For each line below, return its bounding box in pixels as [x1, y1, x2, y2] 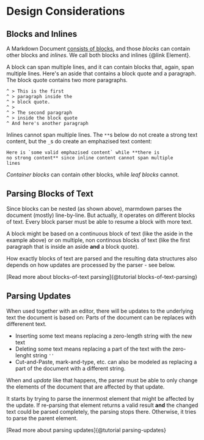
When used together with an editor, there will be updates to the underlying [6, 307, 194, 314]
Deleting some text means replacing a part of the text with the [15, 345, 171, 352]
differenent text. [6, 320, 47, 327]
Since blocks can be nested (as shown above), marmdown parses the [6, 205, 182, 212]
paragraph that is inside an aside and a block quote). [6, 243, 139, 250]
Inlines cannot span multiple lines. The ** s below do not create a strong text [6, 131, 198, 138]
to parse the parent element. [6, 414, 78, 422]
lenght [15, 351, 32, 359]
